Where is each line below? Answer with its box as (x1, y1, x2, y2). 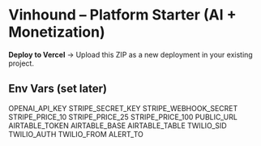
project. (8, 58, 35, 68)
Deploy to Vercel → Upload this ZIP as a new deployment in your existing (8, 49, 253, 59)
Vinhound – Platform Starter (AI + (8, 6, 237, 24)
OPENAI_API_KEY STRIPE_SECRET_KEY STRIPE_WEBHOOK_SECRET (8, 103, 238, 113)
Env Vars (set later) (8, 82, 108, 96)
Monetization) (8, 23, 105, 41)
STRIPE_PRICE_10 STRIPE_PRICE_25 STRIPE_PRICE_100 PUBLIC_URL (8, 112, 237, 122)
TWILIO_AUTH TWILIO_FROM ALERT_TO (8, 129, 143, 139)
